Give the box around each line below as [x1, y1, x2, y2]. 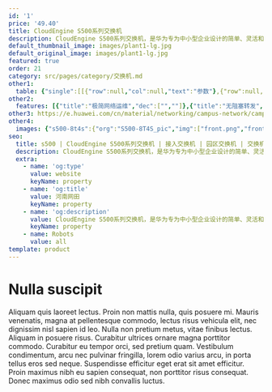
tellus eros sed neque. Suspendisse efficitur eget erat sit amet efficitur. [8, 358, 245, 369]
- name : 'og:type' [23, 163, 85, 171]
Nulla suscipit [8, 280, 103, 298]
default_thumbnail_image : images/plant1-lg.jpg [8, 42, 172, 50]
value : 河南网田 [29, 192, 80, 201]
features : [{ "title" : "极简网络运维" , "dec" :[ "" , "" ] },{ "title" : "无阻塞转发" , [15, 102, 264, 110]
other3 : [8, 110, 35, 118]
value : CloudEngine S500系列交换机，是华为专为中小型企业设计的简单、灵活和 [29, 215, 265, 224]
